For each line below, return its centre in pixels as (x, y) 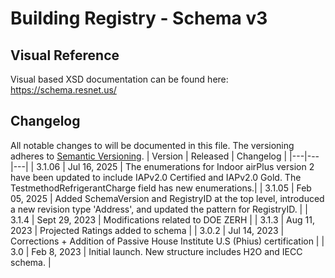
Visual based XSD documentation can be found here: (119, 79)
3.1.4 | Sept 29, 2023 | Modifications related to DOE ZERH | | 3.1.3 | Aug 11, (162, 219)
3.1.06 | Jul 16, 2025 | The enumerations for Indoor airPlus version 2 (175, 166)
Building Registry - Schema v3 (139, 18)
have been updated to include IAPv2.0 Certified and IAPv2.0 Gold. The (156, 177)
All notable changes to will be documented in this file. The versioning (152, 145)
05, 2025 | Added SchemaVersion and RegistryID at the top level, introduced (167, 198)
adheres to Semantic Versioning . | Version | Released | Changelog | (149, 156)
